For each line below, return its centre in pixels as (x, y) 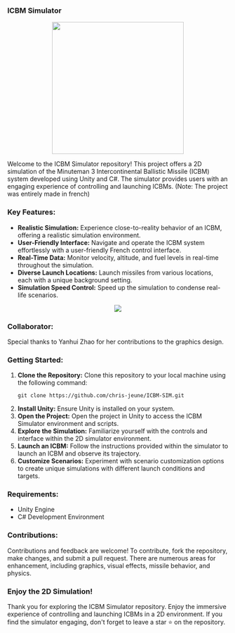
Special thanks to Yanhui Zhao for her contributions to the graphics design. (116, 341)
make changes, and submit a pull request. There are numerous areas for (112, 558)
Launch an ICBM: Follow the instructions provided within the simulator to (123, 446)
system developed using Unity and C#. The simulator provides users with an (117, 179)
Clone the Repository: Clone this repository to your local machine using (121, 375)
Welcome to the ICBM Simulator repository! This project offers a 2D (105, 164)
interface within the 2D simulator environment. (85, 439)
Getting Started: (35, 360)
